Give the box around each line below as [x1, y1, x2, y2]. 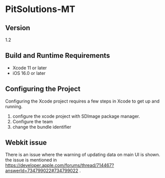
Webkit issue [5, 138, 47, 147]
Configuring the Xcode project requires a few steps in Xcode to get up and [5, 98, 160, 104]
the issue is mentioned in [5, 157, 57, 163]
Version [5, 24, 30, 32]
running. [5, 103, 23, 109]
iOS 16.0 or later [12, 70, 46, 76]
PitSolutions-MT [5, 4, 75, 15]
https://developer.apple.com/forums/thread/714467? [5, 162, 114, 168]
